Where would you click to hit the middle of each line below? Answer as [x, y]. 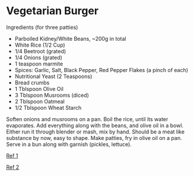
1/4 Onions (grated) [38, 57]
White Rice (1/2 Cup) [40, 45]
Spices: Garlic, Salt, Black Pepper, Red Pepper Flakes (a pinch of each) [101, 70]
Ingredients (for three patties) [42, 27]
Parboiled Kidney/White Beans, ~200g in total [70, 38]
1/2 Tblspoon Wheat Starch [48, 107]
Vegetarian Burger [53, 11]
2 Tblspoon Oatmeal [40, 101]
